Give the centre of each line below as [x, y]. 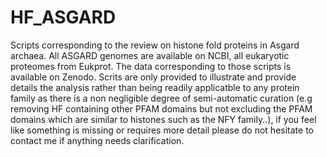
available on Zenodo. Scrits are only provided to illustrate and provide [153, 77]
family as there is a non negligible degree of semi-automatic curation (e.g [161, 98]
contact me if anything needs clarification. [97, 140]
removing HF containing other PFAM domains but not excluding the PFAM [161, 108]
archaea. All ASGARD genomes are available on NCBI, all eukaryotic [150, 55]
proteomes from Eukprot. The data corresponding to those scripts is [151, 66]
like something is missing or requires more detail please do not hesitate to [162, 130]
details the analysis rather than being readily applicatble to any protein [155, 87]
